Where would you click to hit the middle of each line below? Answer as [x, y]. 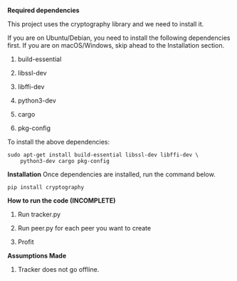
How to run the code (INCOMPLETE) [62, 201]
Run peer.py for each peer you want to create [84, 228]
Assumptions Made [37, 256]
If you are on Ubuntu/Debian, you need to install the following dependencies [119, 38]
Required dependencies [43, 10]
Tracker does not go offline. [58, 269]
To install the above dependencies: [59, 142]
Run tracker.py [39, 214]
